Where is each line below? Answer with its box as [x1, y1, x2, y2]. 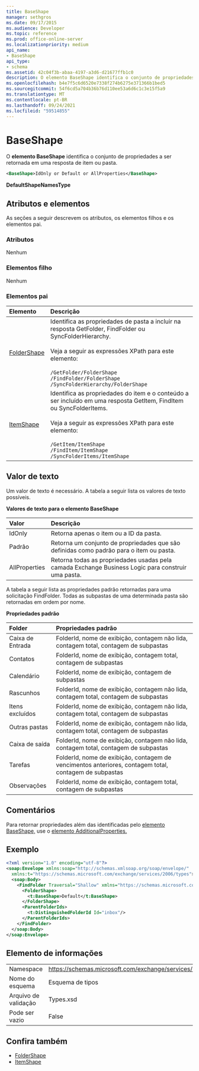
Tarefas [9, 760, 31, 769]
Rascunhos [9, 689, 40, 697]
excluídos [9, 709, 36, 718]
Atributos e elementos [6, 199, 90, 209]
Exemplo [6, 844, 39, 854]
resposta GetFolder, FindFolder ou [50, 324, 146, 333]
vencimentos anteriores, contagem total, [56, 760, 168, 769]
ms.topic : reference [6, 31, 57, 37]
